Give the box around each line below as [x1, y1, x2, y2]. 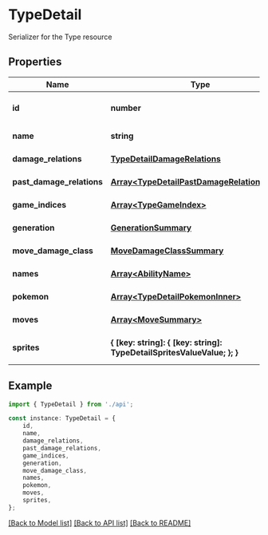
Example [8, 379, 53, 393]
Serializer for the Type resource [8, 32, 112, 42]
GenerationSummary [110, 222, 192, 233]
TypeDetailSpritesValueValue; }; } [110, 347, 239, 358]
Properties [8, 55, 62, 69]
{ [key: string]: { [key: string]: [110, 337, 223, 348]
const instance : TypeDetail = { [8, 414, 116, 422]
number [110, 102, 141, 113]
